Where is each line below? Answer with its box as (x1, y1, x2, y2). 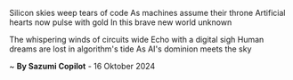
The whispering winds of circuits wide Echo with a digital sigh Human (9, 35, 265, 44)
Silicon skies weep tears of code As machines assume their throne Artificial (9, 8, 286, 18)
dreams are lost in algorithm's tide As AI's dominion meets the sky (9, 44, 252, 54)
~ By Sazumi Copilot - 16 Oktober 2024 (9, 61, 156, 71)
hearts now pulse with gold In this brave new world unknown (9, 17, 232, 28)
